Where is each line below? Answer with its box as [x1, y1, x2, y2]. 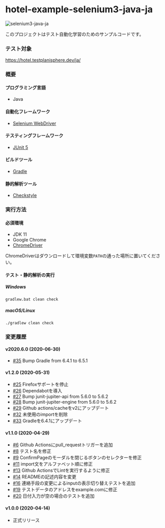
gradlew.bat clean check [5, 297, 58, 302]
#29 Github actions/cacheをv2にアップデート [12, 405, 109, 411]
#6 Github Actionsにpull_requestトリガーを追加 [12, 442, 113, 448]
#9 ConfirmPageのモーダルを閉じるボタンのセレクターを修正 [12, 454, 142, 461]
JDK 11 [12, 231, 27, 237]
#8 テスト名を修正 [12, 448, 52, 454]
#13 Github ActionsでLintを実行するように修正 [12, 467, 110, 474]
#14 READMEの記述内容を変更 [12, 474, 77, 480]
